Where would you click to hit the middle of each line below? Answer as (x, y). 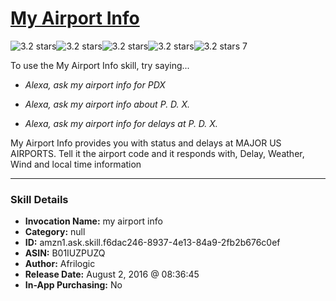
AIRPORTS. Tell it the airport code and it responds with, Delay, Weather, (157, 153)
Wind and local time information (76, 164)
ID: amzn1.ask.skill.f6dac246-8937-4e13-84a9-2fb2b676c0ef (152, 243)
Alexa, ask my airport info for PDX (95, 84)
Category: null (55, 232)
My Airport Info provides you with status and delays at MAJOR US (146, 143)
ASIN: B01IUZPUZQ (65, 253)
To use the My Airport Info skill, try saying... (100, 65)
